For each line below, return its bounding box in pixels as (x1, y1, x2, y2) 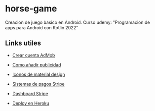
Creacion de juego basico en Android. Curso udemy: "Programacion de (5, 19, 150, 25)
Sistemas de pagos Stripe (12, 81, 65, 87)
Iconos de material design (12, 71, 65, 77)
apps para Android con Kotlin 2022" (5, 24, 78, 30)
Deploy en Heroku (12, 100, 49, 106)
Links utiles (5, 39, 41, 48)
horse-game (5, 3, 57, 14)
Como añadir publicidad (12, 61, 61, 67)
